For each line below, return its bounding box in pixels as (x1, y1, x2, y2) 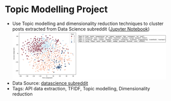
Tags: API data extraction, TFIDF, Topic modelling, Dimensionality (12, 86, 151, 92)
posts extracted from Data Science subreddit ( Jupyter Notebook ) (12, 26, 150, 32)
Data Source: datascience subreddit (12, 80, 88, 86)
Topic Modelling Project (5, 4, 108, 15)
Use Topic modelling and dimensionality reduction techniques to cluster (12, 20, 164, 27)
